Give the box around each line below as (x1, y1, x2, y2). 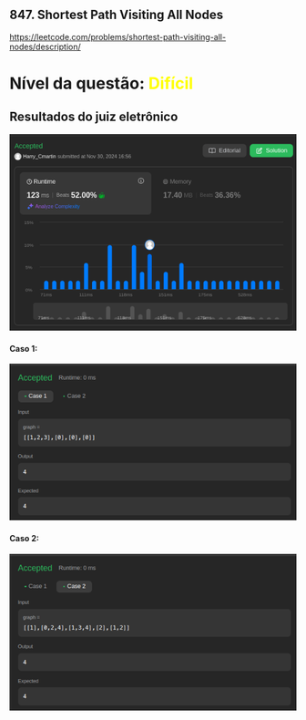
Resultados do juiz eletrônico (9, 109, 178, 125)
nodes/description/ (9, 41, 82, 52)
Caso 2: (9, 532, 39, 543)
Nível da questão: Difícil (9, 73, 194, 94)
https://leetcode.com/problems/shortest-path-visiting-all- (9, 31, 226, 42)
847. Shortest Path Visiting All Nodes (9, 7, 224, 23)
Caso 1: (9, 343, 38, 354)
